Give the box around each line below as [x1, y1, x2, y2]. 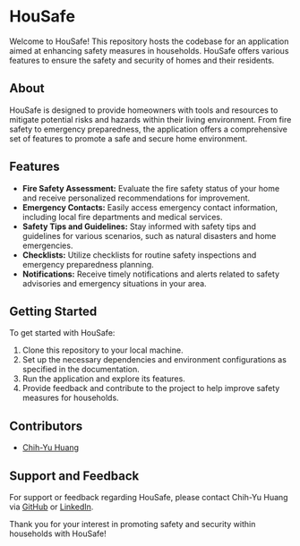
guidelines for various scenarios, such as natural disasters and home [21, 230, 277, 241]
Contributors [9, 418, 83, 433]
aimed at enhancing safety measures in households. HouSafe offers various [9, 45, 289, 55]
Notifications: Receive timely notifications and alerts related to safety [21, 269, 280, 279]
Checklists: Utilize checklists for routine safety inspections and [21, 249, 257, 260]
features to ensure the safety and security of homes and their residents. [9, 55, 275, 65]
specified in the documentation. [21, 364, 141, 375]
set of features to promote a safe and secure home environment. [9, 132, 248, 144]
